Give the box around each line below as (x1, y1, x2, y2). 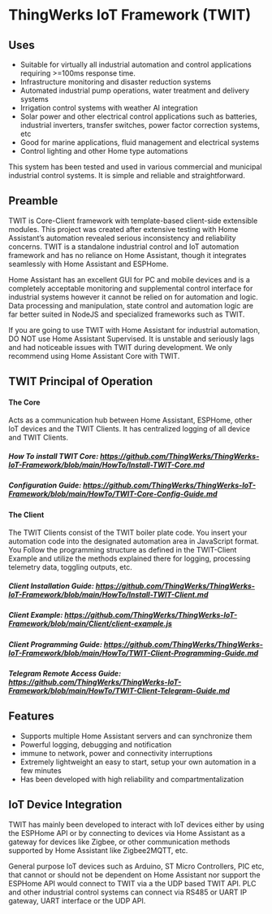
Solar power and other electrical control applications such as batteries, (19, 112, 257, 121)
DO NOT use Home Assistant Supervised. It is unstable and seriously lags (8, 334, 255, 343)
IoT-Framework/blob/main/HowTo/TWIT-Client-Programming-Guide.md (8, 648, 259, 658)
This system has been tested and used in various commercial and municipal (8, 162, 262, 172)
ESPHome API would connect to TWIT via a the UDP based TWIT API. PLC (8, 878, 257, 888)
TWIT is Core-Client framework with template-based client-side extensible (8, 216, 258, 225)
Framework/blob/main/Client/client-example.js (8, 619, 173, 628)
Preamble (8, 194, 58, 208)
